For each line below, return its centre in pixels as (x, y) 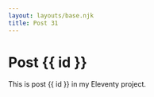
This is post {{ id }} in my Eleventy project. (77, 84)
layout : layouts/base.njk (51, 16)
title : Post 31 (33, 23)
